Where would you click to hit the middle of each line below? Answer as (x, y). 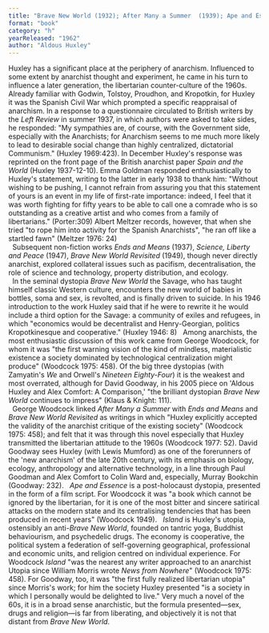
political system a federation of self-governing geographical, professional (129, 545)
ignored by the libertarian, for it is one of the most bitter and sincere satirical (134, 502)
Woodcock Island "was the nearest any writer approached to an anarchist (130, 562)
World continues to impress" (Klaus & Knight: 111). (90, 401)
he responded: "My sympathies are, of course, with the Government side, (129, 128)
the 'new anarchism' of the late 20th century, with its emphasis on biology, (131, 460)
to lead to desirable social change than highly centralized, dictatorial (121, 145)
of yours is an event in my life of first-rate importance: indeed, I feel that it (130, 196)
